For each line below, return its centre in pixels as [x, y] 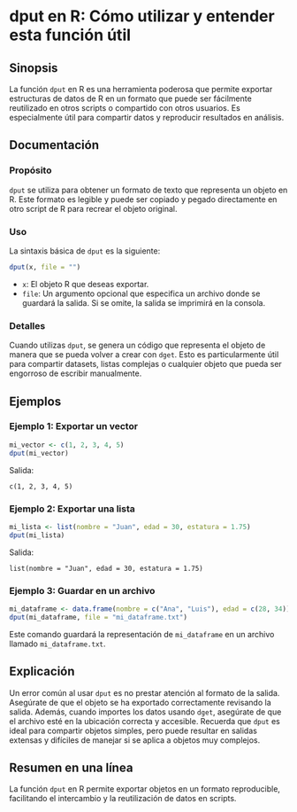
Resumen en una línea [71, 767]
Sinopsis [34, 68]
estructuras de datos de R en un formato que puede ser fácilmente [130, 98]
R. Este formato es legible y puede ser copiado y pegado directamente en [143, 199]
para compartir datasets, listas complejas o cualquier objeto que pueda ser [146, 364]
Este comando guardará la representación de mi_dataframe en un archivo [142, 634]
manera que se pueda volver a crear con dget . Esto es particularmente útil [144, 355]
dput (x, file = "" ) [45, 267]
